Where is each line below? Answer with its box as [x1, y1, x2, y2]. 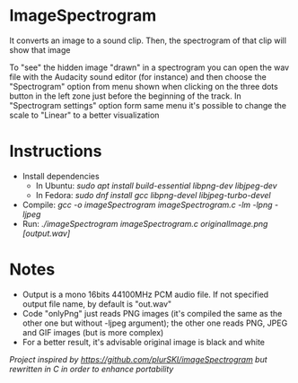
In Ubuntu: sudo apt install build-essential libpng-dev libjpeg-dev [35, 180, 277, 191]
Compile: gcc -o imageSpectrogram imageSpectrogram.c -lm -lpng [22, 199, 273, 210]
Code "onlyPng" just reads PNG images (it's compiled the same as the [22, 308, 283, 318]
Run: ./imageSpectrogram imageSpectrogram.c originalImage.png [22, 218, 268, 229]
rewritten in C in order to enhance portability [9, 363, 174, 374]
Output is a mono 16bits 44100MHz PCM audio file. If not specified [22, 289, 269, 300]
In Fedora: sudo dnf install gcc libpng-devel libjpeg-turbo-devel [35, 189, 271, 200]
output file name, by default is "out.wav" [22, 298, 172, 309]
